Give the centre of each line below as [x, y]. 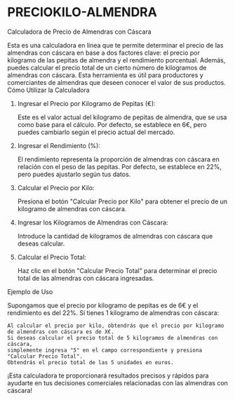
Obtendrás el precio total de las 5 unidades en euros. [90, 362]
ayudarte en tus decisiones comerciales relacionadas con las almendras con [117, 382]
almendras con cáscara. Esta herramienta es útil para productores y [105, 75]
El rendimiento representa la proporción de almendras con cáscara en [118, 159]
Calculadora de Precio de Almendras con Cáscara [80, 32]
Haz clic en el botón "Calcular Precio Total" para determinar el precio [117, 270]
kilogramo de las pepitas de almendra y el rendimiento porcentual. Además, [116, 60]
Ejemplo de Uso [30, 291]
